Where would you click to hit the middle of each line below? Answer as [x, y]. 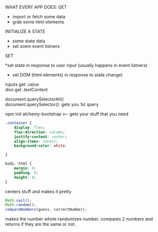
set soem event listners [36, 46]
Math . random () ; [21, 205]
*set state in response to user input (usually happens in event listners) [76, 65]
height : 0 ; [25, 177]
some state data [29, 41]
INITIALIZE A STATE [25, 31]
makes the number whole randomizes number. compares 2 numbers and [79, 219]
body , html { [19, 164]
